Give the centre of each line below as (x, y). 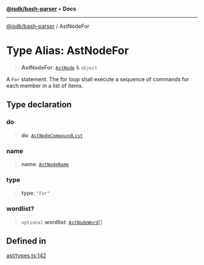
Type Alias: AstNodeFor (68, 51)
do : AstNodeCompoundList (52, 135)
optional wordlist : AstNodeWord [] (62, 222)
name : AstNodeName (45, 164)
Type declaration (39, 105)
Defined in (26, 241)
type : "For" (36, 193)
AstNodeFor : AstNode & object (59, 67)
